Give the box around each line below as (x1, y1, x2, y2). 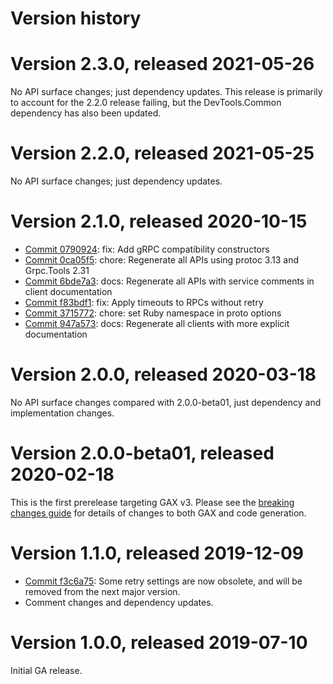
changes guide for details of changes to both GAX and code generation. (10, 507, 307, 519)
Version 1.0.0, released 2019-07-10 (10, 632, 308, 654)
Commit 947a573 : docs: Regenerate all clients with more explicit (24, 318, 290, 329)
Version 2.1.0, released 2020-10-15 (10, 210, 308, 233)
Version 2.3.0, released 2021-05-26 (10, 53, 315, 76)
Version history (10, 7, 142, 30)
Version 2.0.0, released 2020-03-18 (10, 363, 317, 386)
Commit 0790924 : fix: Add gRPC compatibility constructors (24, 243, 270, 255)
